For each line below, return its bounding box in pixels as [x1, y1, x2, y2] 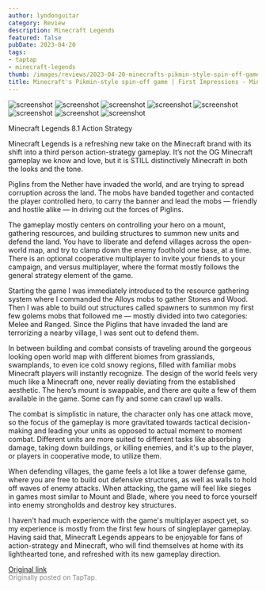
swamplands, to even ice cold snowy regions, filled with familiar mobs [8, 360, 237, 369]
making [8, 425, 33, 436]
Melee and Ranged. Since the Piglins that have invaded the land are [8, 319, 228, 329]
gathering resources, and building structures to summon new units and [8, 228, 240, 238]
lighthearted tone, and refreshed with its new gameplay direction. [8, 549, 222, 558]
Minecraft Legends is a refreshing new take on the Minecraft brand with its [8, 139, 252, 148]
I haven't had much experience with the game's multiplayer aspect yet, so [8, 516, 249, 525]
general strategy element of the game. [8, 270, 134, 280]
